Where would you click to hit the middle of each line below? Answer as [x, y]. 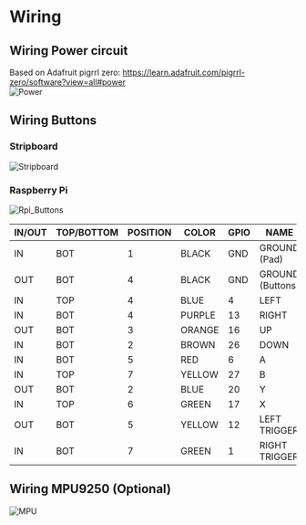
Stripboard [34, 146]
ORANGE [200, 330]
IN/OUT [31, 232]
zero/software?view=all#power [67, 82]
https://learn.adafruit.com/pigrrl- [184, 72]
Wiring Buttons [53, 121]
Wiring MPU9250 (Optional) [90, 489]
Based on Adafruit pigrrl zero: [65, 72]
